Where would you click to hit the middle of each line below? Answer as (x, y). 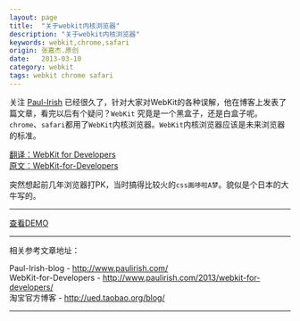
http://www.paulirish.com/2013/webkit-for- (181, 277)
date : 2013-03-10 (46, 59)
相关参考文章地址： (45, 250)
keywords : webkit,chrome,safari (69, 42)
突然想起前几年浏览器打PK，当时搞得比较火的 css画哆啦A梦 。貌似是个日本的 (145, 185)
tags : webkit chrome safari (62, 76)
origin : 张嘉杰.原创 (44, 51)
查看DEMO (29, 223)
